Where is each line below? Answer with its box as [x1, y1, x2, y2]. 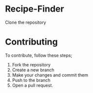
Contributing [5, 36, 58, 47]
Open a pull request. [12, 82, 54, 88]
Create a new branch [12, 67, 55, 73]
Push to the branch [12, 77, 51, 83]
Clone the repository [5, 19, 46, 25]
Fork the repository [12, 62, 51, 67]
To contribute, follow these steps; [5, 52, 72, 58]
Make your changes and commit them [12, 72, 89, 78]
